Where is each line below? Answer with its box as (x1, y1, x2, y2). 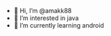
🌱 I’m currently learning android (13, 21, 104, 29)
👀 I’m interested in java (13, 14, 79, 22)
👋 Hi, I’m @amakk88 (13, 7, 72, 15)
